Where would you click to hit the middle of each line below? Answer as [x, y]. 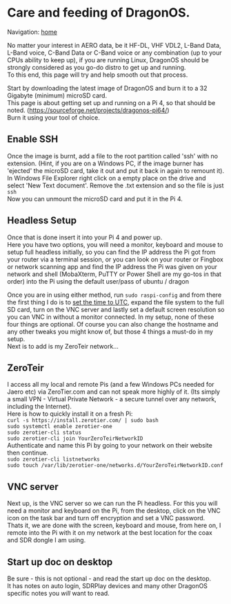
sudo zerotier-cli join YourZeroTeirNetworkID [75, 439]
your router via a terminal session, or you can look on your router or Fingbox [115, 259]
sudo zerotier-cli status [44, 433]
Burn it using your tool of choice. [53, 117]
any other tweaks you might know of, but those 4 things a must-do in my [110, 331]
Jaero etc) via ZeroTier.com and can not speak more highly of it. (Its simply [114, 392]
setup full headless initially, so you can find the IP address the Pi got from [111, 252]
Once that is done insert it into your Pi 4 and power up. [85, 237]
